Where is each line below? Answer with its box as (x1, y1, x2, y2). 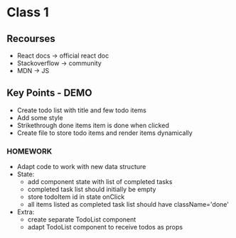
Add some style (16, 113, 63, 121)
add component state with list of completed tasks (27, 178, 173, 186)
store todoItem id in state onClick (27, 193, 125, 201)
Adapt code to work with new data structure (16, 163, 146, 171)
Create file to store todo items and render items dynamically (16, 129, 193, 137)
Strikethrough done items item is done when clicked (16, 121, 170, 129)
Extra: (16, 207, 35, 217)
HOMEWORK (6, 146, 53, 156)
